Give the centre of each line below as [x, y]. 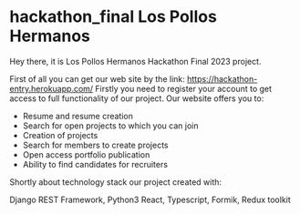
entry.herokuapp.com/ [52, 88]
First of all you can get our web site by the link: [97, 78]
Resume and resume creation [78, 116]
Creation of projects [60, 135]
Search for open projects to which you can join [110, 126]
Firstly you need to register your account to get [183, 88]
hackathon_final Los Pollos [113, 17]
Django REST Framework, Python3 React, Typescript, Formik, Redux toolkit [150, 199]
